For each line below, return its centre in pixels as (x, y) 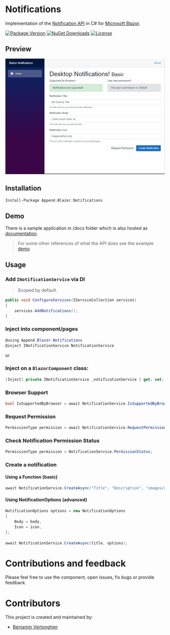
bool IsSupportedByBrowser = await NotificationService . (67, 404)
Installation (23, 188)
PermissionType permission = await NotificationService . (67, 428)
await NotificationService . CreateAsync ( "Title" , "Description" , (74, 488)
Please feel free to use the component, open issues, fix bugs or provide (80, 577)
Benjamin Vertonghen (35, 627)
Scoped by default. (37, 290)
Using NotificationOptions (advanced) (46, 499)
